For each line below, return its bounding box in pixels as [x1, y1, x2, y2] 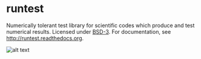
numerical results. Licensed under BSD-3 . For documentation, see [6, 28, 171, 35]
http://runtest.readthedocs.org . [6, 34, 84, 42]
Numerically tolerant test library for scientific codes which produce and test [6, 22, 195, 29]
